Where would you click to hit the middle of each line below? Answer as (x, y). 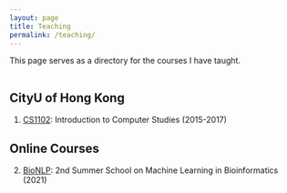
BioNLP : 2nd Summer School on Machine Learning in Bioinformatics (150, 170)
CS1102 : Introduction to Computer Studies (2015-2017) (125, 120)
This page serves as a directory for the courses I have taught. (125, 61)
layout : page (34, 18)
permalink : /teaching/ (52, 35)
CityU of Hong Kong (67, 98)
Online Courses (55, 148)
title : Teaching (40, 26)
